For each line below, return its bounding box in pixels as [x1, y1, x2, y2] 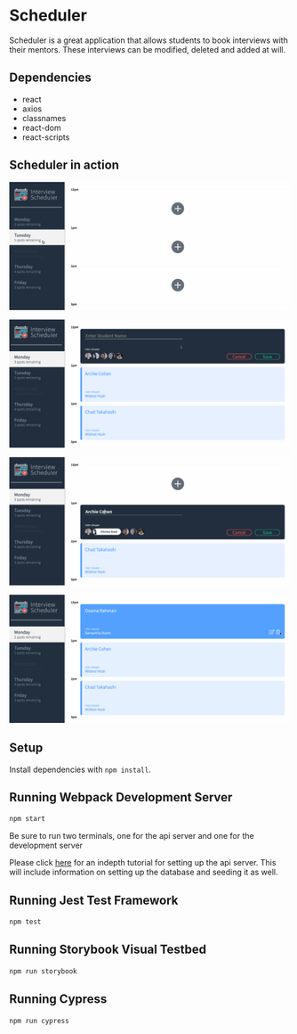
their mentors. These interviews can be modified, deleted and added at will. [9, 44, 286, 54]
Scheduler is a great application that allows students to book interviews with [9, 35, 289, 45]
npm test [9, 917, 42, 927]
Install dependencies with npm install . [9, 764, 151, 775]
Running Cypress [9, 991, 108, 1007]
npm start [9, 815, 46, 824]
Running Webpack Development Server [9, 790, 233, 805]
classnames [21, 112, 67, 123]
